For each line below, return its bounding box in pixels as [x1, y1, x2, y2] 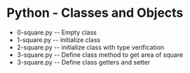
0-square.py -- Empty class [16, 28, 97, 36]
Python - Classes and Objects [6, 5, 184, 21]
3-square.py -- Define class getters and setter [16, 58, 151, 66]
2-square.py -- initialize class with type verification [16, 43, 165, 51]
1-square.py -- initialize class [16, 35, 101, 44]
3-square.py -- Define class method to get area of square [16, 51, 184, 59]
